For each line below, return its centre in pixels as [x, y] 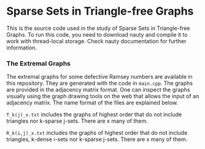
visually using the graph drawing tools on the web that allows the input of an [103, 96]
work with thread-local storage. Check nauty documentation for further [96, 41]
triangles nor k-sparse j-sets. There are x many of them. [77, 121]
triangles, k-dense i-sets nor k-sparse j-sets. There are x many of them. [97, 139]
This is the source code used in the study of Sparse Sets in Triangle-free [98, 28]
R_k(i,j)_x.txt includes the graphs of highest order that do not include [97, 133]
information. [22, 48]
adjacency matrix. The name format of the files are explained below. [92, 103]
